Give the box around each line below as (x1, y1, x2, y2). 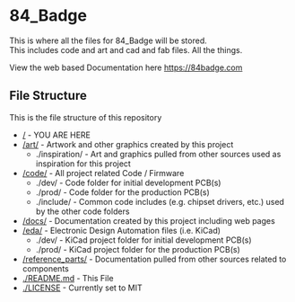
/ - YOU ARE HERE (22, 129, 91, 140)
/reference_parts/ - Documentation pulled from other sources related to (22, 253, 287, 264)
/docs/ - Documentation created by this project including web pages (22, 215, 275, 226)
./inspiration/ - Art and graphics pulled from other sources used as (35, 148, 282, 159)
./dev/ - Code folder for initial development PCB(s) (35, 177, 221, 188)
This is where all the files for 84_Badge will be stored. (9, 35, 208, 46)
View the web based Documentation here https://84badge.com (9, 62, 243, 73)
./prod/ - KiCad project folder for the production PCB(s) (35, 244, 240, 254)
